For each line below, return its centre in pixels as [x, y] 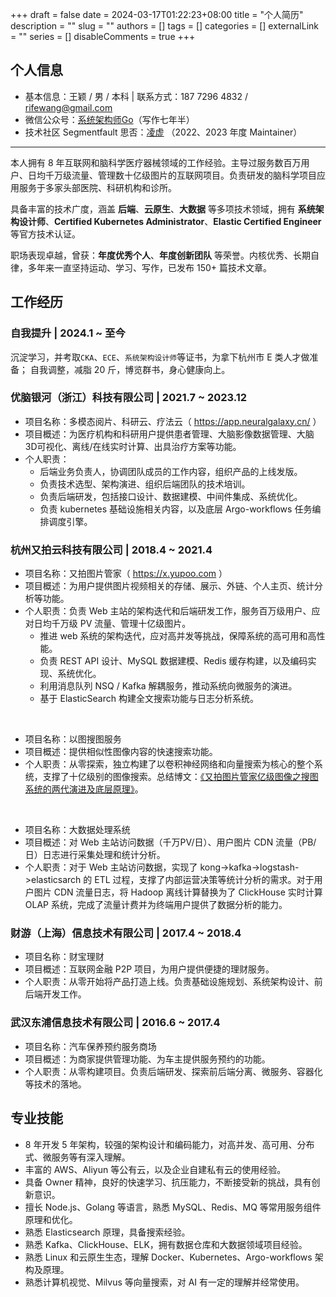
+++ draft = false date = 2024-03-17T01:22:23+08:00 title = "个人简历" [157, 14]
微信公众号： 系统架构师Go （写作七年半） [109, 119]
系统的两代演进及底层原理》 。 [84, 789]
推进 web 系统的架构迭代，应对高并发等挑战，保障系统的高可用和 [173, 636]
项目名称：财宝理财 [64, 957]
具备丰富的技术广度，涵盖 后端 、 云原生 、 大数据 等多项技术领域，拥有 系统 [163, 209]
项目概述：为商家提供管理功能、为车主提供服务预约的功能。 [147, 1059]
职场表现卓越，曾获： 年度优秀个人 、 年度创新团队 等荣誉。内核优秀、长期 [160, 255]
